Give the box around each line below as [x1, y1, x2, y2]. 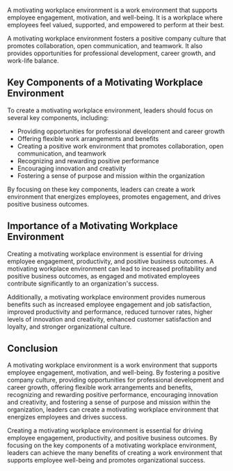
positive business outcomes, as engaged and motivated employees [7, 271, 200, 280]
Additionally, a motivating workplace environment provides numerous [7, 292, 206, 301]
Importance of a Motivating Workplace [7, 220, 179, 232]
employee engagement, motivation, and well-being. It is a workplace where [7, 13, 223, 22]
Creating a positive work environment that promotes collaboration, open [17, 142, 224, 150]
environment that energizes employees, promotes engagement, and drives [7, 192, 221, 201]
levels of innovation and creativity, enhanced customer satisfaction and [7, 315, 212, 323]
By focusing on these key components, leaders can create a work [7, 185, 195, 193]
